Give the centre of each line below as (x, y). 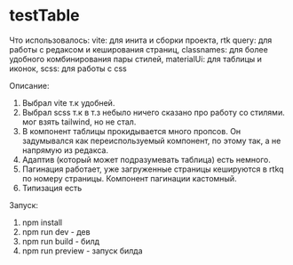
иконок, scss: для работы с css (68, 68)
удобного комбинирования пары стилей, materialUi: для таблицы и (135, 59)
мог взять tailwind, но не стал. (79, 122)
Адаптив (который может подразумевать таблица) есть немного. (146, 159)
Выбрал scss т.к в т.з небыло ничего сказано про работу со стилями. (154, 112)
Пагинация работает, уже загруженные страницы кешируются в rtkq (153, 169)
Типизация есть (52, 188)
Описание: (29, 85)
